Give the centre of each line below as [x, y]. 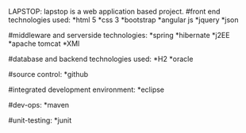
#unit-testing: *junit [40, 120]
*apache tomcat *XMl [44, 44]
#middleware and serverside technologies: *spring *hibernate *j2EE [119, 35]
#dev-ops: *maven [39, 105]
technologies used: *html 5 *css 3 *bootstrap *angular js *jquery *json [123, 20]
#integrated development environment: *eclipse [86, 89]
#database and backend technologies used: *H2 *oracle [101, 59]
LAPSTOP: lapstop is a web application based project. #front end [114, 11]
